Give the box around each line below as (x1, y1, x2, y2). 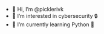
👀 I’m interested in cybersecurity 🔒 (11, 13, 98, 19)
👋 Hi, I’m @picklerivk (11, 6, 64, 13)
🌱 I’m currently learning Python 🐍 (11, 21, 95, 28)
